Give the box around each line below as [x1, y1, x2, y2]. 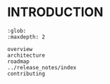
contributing [7, 70, 46, 77]
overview [7, 45, 33, 52]
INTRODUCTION [7, 4, 104, 20]
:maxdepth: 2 [7, 33, 46, 41]
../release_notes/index [7, 64, 77, 71]
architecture [7, 52, 46, 59]
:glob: [7, 27, 27, 34]
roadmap [7, 57, 30, 65]
